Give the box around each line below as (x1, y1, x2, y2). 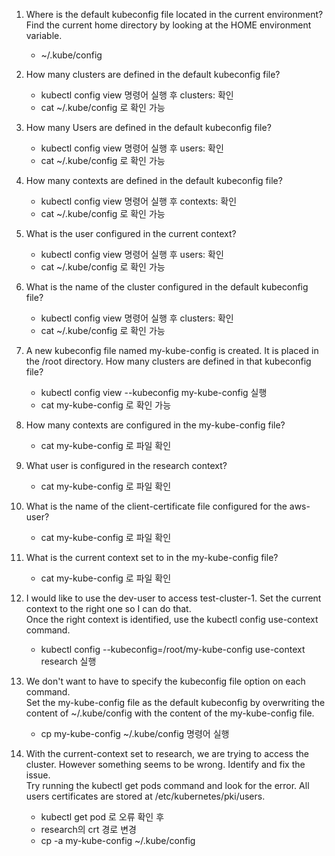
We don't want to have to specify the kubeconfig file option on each (25, 675, 306, 687)
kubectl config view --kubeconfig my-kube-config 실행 (40, 387, 268, 398)
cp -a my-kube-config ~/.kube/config (40, 835, 196, 846)
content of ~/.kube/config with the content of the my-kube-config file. (25, 707, 315, 719)
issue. (25, 769, 51, 781)
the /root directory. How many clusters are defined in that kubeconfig (25, 355, 312, 367)
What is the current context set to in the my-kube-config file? (25, 552, 279, 563)
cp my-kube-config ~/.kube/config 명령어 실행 (40, 728, 230, 739)
